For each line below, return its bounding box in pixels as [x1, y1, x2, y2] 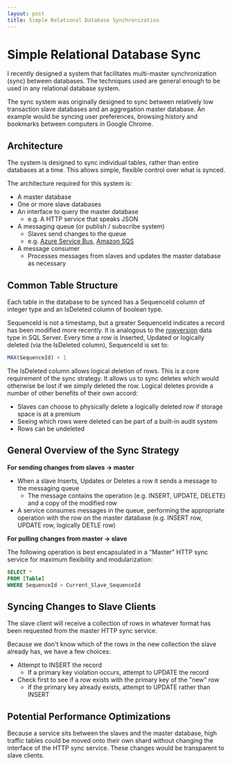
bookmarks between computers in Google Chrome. [7, 120, 154, 129]
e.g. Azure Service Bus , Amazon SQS [27, 237, 134, 245]
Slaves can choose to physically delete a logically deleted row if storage [17, 402, 224, 411]
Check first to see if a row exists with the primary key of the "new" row [17, 675, 220, 684]
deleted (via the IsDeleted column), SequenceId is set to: [7, 341, 169, 349]
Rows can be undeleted [17, 425, 85, 433]
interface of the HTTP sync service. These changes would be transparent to [7, 744, 225, 752]
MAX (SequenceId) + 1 [7, 354, 67, 361]
